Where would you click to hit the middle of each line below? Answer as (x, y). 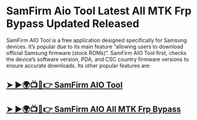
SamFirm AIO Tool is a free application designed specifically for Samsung (96, 40)
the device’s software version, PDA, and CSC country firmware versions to (98, 59)
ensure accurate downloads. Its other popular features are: (79, 65)
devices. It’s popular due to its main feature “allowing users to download (95, 47)
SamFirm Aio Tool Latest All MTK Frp (99, 11)
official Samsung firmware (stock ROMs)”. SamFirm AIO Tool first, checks (96, 53)
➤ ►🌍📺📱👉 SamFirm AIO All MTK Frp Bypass (94, 109)
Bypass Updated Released (73, 24)
